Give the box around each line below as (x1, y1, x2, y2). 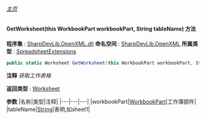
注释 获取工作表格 (6, 72, 51, 79)
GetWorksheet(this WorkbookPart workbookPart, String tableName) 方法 (6, 25, 196, 33)
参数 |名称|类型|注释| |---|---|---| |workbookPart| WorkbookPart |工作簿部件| (6, 98, 196, 105)
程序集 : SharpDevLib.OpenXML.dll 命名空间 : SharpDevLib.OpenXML (6, 40, 181, 47)
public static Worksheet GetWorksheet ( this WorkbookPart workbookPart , (6, 60, 193, 66)
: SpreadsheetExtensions (13, 47, 77, 55)
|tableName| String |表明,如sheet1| (6, 106, 90, 113)
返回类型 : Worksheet (6, 85, 60, 92)
